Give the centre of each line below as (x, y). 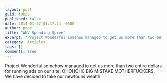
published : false (23, 19)
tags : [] (14, 47)
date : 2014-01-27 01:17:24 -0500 (40, 24)
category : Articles (25, 42)
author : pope (19, 28)
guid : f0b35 (17, 14)
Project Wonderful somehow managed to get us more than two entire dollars (83, 66)
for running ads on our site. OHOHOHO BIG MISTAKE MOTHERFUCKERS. (80, 71)
